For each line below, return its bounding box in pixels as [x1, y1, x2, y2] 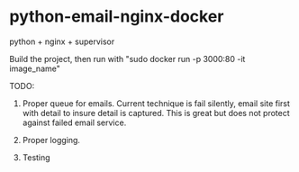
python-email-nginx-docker [9, 6, 224, 27]
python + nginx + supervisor [9, 36, 115, 47]
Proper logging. [22, 134, 81, 145]
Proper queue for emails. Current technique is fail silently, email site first [22, 97, 291, 109]
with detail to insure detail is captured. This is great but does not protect [22, 107, 290, 118]
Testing [22, 151, 51, 163]
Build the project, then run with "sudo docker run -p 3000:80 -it [9, 53, 246, 64]
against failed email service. [22, 117, 127, 128]
